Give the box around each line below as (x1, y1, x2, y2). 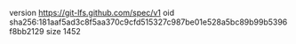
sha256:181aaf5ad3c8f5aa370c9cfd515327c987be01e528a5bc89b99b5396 (9, 17, 288, 27)
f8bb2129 (9, 26, 44, 36)
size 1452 (45, 26, 82, 36)
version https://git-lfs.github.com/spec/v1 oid (9, 8, 175, 18)
